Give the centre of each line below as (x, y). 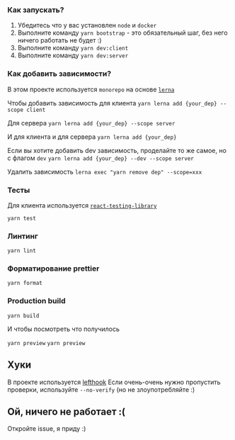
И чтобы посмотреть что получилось (64, 329)
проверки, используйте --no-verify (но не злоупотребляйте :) (101, 389)
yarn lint (22, 251)
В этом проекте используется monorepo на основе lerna (91, 89)
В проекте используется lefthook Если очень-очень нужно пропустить (114, 382)
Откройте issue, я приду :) (47, 429)
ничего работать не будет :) (59, 40)
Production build (36, 301)
